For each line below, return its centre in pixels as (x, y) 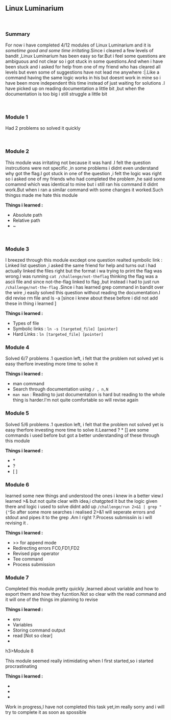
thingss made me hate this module (42, 195)
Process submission (34, 564)
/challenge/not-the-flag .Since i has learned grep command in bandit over (85, 287)
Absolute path (27, 215)
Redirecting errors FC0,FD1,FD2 (46, 548)
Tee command (28, 559)
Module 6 (17, 484)
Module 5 (17, 413)
